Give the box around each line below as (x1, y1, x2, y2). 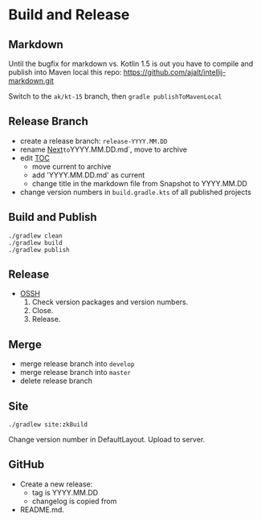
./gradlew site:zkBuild (8, 421, 88, 429)
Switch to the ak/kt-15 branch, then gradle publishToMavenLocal (8, 92, 222, 101)
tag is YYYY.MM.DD (31, 487, 99, 497)
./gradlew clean (8, 231, 63, 240)
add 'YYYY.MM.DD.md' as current (31, 170, 145, 180)
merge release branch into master (19, 368, 131, 377)
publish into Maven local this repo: (8, 67, 122, 77)
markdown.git (8, 76, 55, 85)
